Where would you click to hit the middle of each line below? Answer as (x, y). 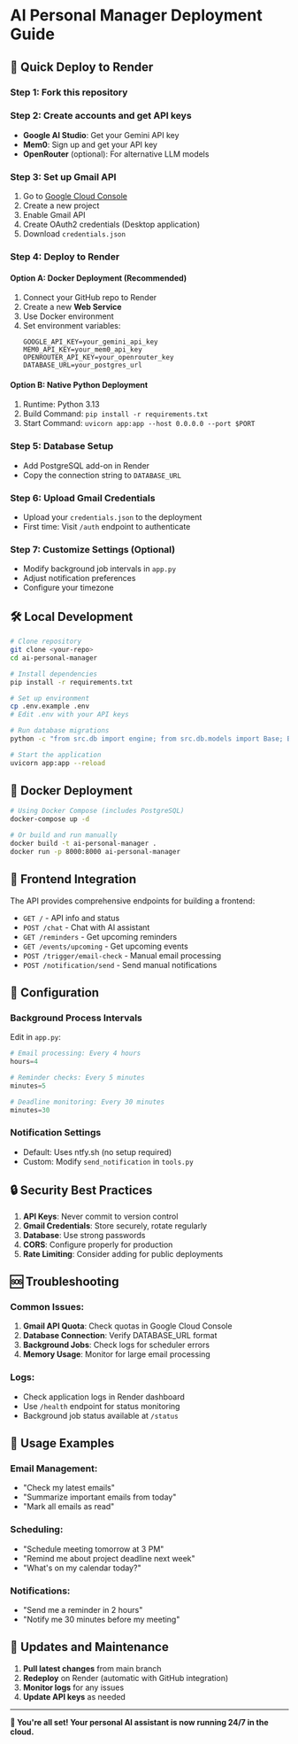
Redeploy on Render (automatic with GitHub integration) (126, 1678)
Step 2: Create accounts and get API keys (101, 116)
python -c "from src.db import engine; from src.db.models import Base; (147, 739)
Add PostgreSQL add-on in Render (86, 465)
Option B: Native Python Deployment (79, 384)
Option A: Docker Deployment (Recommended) (99, 278)
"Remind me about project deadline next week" (109, 1558)
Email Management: (54, 1469)
